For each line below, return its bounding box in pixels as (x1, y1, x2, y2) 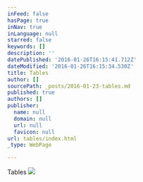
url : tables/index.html (7, 135, 77, 142)
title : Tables (7, 69, 49, 76)
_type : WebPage (7, 142, 52, 149)
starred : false (7, 37, 52, 44)
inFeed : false (7, 10, 49, 18)
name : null (13, 109, 46, 116)
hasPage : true (7, 17, 49, 24)
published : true (7, 89, 55, 96)
